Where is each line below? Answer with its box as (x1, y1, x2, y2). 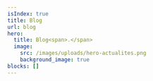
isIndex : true (7, 10, 49, 18)
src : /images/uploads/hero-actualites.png (20, 50, 147, 57)
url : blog (7, 23, 37, 30)
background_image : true (20, 56, 90, 63)
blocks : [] (7, 63, 39, 70)
